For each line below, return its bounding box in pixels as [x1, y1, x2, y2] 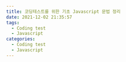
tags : [6, 19, 19, 25]
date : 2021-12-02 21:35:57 [6, 14, 72, 20]
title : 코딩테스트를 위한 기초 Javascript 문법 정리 [6, 8, 121, 15]
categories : [6, 36, 35, 42]
